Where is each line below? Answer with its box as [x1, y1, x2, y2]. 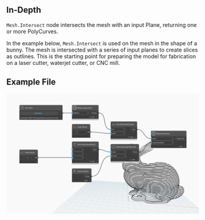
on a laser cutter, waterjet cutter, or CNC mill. [6, 59, 121, 66]
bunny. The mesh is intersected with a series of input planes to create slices [6, 46, 198, 53]
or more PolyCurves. [6, 28, 59, 35]
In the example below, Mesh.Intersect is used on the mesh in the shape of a [6, 39, 198, 47]
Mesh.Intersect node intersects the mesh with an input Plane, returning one [6, 21, 197, 28]
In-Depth [6, 5, 42, 15]
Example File [6, 77, 56, 88]
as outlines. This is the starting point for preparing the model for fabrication [6, 52, 196, 60]
